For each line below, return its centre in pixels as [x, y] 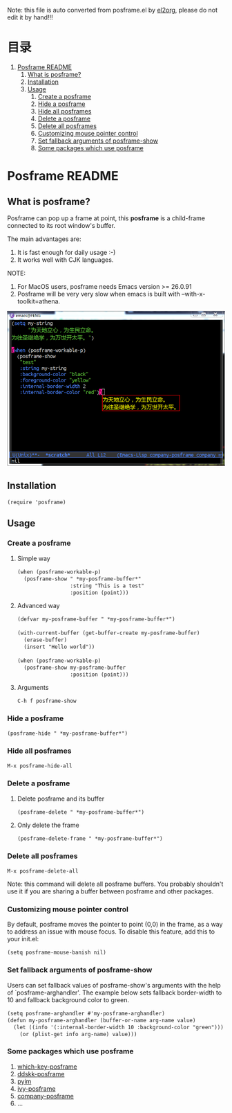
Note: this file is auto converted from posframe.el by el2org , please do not [112, 10]
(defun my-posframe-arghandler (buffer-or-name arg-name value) [101, 1020]
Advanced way [38, 605]
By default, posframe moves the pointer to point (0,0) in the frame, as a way [115, 925]
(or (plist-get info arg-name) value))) [78, 1034]
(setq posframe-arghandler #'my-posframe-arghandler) [86, 1013]
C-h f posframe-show [47, 701]
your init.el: [23, 939]
